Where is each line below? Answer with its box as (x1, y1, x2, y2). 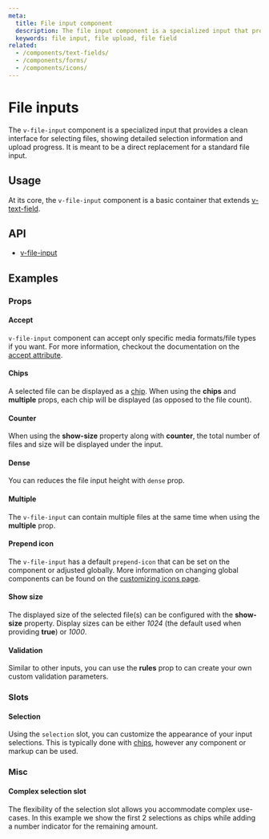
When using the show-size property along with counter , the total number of (8, 431, 260, 441)
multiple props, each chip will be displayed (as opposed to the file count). (8, 395, 252, 405)
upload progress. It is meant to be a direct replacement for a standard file (8, 142, 250, 152)
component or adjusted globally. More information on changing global (8, 565, 239, 574)
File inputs (8, 98, 79, 116)
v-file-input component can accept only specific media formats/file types (8, 333, 256, 342)
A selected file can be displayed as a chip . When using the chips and (8, 387, 236, 396)
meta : (8, 11, 26, 20)
